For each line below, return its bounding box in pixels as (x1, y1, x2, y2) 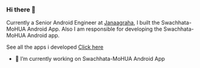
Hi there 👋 (6, 5, 36, 14)
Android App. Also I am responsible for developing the (27, 25, 162, 32)
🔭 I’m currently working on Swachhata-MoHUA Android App (15, 55, 165, 63)
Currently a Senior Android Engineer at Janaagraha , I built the (6, 19, 160, 26)
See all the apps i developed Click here (6, 43, 104, 51)
